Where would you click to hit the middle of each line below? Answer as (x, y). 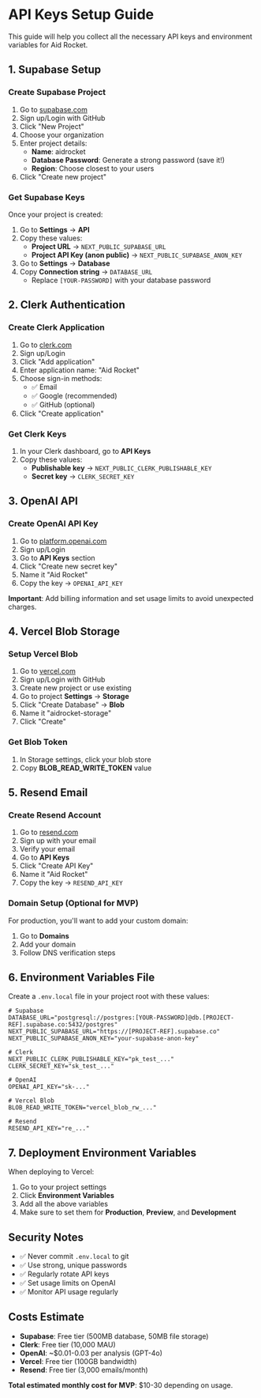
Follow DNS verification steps (67, 952)
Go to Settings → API (54, 229)
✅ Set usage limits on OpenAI (67, 1283)
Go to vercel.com (48, 671)
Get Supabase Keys (47, 197)
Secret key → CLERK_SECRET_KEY (83, 476)
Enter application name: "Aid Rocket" (80, 370)
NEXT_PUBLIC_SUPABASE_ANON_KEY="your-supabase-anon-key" (104, 1039)
